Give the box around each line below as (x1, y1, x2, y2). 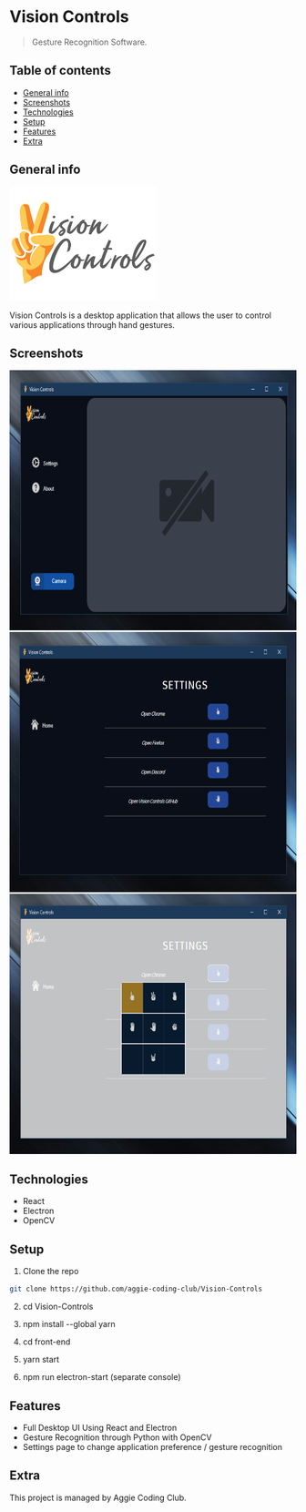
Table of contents (9, 63, 111, 78)
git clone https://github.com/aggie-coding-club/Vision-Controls (9, 1284, 262, 1294)
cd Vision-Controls (22, 1301, 94, 1313)
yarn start (22, 1354, 60, 1365)
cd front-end (22, 1336, 71, 1347)
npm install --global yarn (22, 1319, 116, 1330)
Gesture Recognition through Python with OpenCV (22, 1432, 212, 1443)
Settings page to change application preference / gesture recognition (22, 1441, 283, 1452)
